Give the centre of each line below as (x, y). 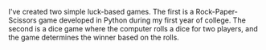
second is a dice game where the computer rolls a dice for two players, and (133, 29)
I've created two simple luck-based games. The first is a (101, 12)
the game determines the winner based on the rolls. (94, 37)
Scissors (23, 20)
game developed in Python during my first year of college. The (143, 20)
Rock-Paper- (217, 12)
